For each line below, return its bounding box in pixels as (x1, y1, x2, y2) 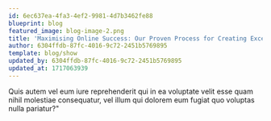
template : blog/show (8, 49, 78, 57)
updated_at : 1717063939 (8, 65, 89, 73)
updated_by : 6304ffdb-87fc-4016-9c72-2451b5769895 (8, 57, 182, 65)
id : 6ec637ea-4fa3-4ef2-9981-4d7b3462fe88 (8, 11, 153, 20)
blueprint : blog (8, 19, 63, 27)
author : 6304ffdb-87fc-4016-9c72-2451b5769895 (8, 42, 168, 50)
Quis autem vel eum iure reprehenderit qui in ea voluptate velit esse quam (8, 86, 254, 96)
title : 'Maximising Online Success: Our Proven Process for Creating (8, 34, 248, 43)
